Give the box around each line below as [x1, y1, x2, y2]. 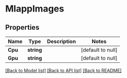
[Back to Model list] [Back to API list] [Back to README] [5, 67, 122, 73]
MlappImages [5, 3, 65, 15]
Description [47, 38, 76, 45]
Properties [5, 23, 40, 32]
